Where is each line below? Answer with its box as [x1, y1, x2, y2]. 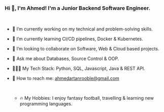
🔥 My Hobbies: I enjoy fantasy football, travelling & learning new [19, 95, 154, 101]
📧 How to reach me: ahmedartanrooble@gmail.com [12, 75, 120, 81]
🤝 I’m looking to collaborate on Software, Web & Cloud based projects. [12, 46, 159, 52]
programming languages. [19, 101, 73, 107]
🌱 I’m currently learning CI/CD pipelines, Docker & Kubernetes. [12, 36, 143, 42]
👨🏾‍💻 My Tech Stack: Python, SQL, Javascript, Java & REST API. [12, 66, 145, 72]
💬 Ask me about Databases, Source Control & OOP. [12, 55, 119, 62]
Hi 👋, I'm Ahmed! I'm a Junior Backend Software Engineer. [5, 5, 151, 12]
